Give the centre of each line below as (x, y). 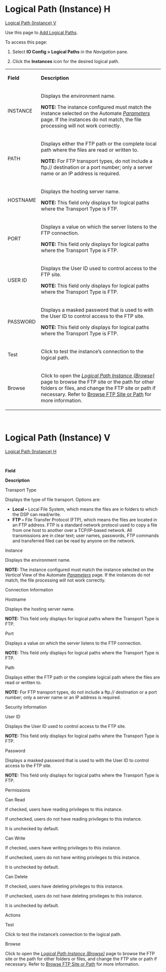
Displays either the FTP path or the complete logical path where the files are (83, 677)
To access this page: (26, 42)
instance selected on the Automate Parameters (95, 113)
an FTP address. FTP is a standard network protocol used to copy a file (84, 525)
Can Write (15, 838)
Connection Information (29, 589)
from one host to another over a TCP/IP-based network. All (72, 530)
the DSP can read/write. (37, 514)
